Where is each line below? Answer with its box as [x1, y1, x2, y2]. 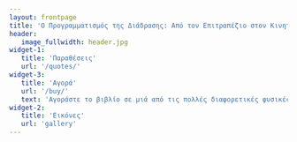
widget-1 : [9, 46, 46, 55]
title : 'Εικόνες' [20, 111, 86, 120]
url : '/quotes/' [20, 63, 81, 71]
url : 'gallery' [20, 120, 77, 129]
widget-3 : [9, 71, 46, 79]
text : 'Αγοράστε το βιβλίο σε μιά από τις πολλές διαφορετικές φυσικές [20, 94, 291, 104]
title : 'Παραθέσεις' [20, 54, 97, 63]
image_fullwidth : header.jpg [20, 37, 128, 47]
